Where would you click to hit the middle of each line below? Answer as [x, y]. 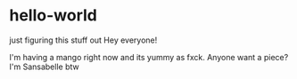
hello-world [54, 16]
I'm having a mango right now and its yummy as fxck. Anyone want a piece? [149, 57]
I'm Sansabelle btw [44, 67]
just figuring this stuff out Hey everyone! [83, 40]
